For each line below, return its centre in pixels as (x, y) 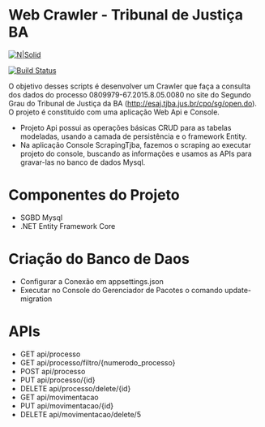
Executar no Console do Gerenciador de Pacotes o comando (121, 290)
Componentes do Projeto (94, 195)
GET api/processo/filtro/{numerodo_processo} (98, 362)
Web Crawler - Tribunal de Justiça (126, 15)
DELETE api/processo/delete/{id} (75, 388)
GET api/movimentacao (59, 397)
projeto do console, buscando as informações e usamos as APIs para (136, 153)
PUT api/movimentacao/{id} (67, 405)
